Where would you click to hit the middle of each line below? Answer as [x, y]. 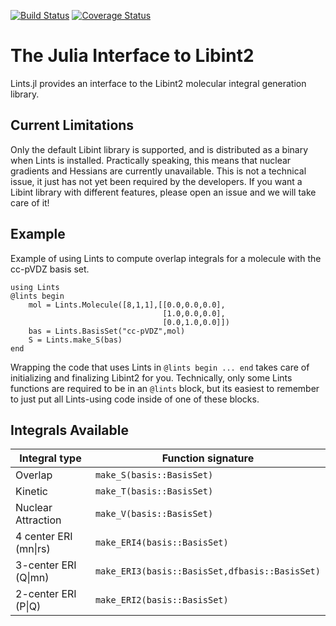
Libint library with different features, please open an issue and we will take [163, 192]
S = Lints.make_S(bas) [75, 340]
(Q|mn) [32, 578]
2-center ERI [46, 594]
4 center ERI [44, 537]
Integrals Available [69, 430]
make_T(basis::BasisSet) [154, 491]
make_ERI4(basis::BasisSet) [161, 543]
